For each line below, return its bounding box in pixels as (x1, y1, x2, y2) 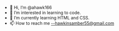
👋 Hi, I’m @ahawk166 (9, 5, 52, 10)
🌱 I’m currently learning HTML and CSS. (9, 15, 90, 20)
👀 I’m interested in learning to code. (9, 10, 81, 15)
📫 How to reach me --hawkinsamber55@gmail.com (9, 20, 114, 26)
